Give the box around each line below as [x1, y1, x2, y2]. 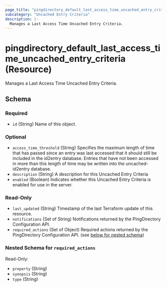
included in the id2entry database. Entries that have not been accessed [12, 155, 159, 161]
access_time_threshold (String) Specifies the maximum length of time [12, 145, 155, 151]
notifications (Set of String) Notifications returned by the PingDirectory [12, 216, 161, 222]
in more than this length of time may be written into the [12, 160, 125, 167]
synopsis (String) [12, 271, 47, 277]
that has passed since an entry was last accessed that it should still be [12, 150, 157, 156]
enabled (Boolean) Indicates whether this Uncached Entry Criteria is [12, 176, 151, 182]
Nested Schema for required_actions [5, 245, 96, 252]
